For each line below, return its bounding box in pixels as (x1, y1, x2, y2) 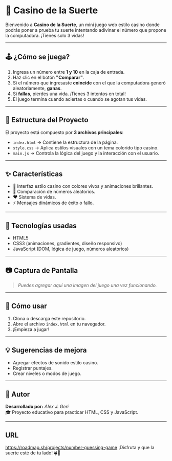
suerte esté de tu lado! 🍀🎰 (5, 450, 60, 456)
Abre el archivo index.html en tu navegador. (12, 321, 106, 327)
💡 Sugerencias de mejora (5, 346, 87, 355)
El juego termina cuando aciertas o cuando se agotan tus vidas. (12, 96, 147, 102)
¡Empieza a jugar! (12, 326, 50, 332)
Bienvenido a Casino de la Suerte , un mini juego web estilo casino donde (5, 21, 160, 28)
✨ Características (5, 169, 63, 178)
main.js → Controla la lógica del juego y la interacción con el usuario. (12, 150, 160, 156)
